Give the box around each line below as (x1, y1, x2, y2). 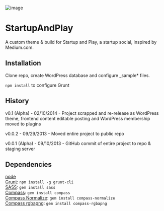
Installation (5, 59, 41, 67)
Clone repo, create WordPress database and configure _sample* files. (5, 72, 150, 78)
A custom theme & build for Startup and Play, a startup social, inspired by (5, 39, 157, 45)
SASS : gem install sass (5, 184, 56, 190)
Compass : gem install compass (5, 189, 70, 196)
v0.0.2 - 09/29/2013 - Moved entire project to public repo (5, 130, 124, 136)
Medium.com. (5, 44, 34, 50)
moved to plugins (5, 121, 41, 127)
